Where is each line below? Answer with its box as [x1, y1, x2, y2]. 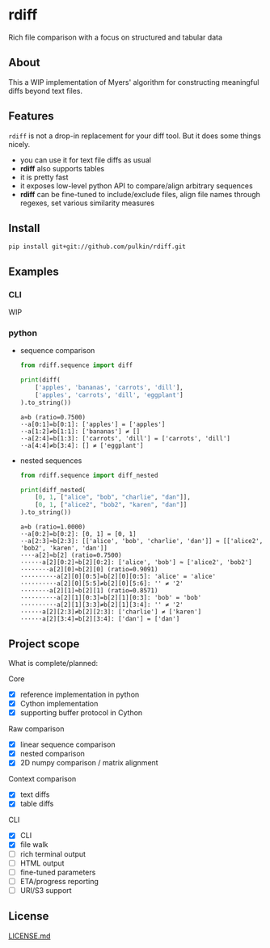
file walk [19, 840, 49, 849]
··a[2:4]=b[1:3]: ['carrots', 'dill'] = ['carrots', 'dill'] [19, 434, 231, 442]
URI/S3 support [19, 885, 72, 895]
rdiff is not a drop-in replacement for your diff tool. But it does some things [8, 131, 261, 141]
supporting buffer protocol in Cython [19, 708, 143, 718]
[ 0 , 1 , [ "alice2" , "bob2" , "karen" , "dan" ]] [35, 501, 188, 509]
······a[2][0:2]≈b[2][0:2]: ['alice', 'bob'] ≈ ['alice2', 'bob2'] [19, 558, 252, 567]
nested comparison [19, 749, 85, 759]
